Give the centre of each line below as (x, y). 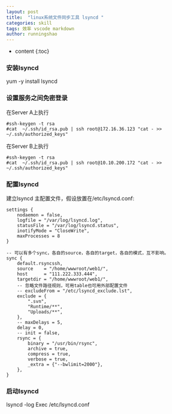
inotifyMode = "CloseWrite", (53, 231)
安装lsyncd (22, 68)
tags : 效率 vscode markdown (40, 29)
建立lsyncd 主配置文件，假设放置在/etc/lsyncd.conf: (70, 198)
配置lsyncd (22, 184)
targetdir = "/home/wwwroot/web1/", (63, 279)
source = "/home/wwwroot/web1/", (63, 269)
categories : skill (29, 23)
